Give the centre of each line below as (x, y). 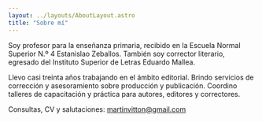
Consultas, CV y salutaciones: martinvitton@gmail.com (97, 109)
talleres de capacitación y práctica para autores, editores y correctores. (124, 94)
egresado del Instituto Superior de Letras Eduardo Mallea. (101, 62)
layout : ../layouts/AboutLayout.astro (72, 15)
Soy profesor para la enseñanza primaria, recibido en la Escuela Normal (125, 45)
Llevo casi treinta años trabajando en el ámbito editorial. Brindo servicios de (131, 77)
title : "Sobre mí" (38, 23)
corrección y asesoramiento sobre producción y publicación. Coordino (123, 85)
